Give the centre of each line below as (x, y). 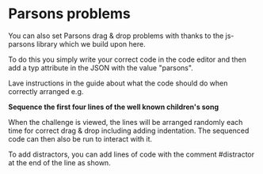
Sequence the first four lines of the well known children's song (114, 107)
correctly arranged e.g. (46, 91)
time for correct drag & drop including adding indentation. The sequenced (129, 130)
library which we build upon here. (91, 43)
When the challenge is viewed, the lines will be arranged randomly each (126, 122)
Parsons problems (69, 14)
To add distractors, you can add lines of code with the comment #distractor (131, 154)
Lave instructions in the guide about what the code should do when (118, 83)
